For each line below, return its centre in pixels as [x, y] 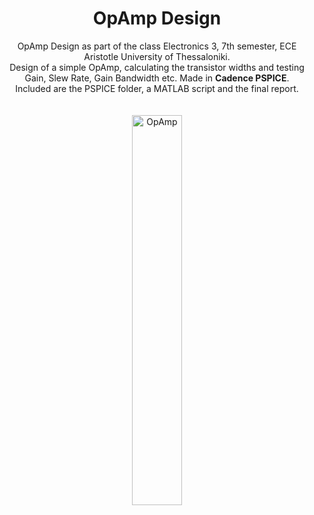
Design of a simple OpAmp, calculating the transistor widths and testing [157, 67]
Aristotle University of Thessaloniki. [157, 56]
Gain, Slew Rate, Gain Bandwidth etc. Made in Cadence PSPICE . [157, 78]
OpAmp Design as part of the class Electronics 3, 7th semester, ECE [157, 46]
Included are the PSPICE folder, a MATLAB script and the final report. [157, 88]
